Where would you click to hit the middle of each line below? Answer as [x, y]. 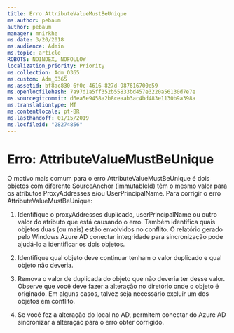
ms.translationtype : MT [42, 105]
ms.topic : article [34, 53]
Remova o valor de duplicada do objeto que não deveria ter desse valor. [121, 279]
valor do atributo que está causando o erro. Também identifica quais [116, 222]
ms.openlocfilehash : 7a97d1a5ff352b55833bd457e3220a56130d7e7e [102, 92]
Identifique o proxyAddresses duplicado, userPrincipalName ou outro [117, 215]
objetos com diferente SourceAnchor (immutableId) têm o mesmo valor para [117, 186]
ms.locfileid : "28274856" [45, 124]
